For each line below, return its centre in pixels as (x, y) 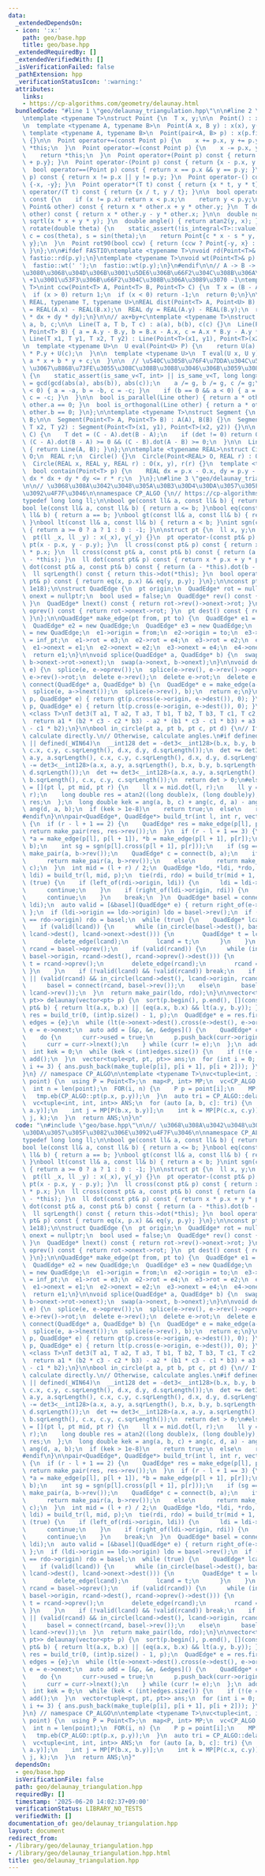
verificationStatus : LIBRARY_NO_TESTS (79, 1809)
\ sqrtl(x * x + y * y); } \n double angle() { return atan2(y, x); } (141, 221)
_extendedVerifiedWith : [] (60, 60)
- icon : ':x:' (38, 30)
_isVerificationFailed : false (65, 67)
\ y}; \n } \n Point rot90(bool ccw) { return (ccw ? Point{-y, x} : (139, 243)
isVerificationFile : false (60, 1780)
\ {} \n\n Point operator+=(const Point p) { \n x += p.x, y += (134, 140)
